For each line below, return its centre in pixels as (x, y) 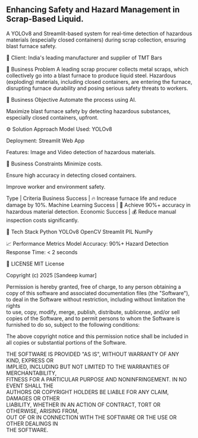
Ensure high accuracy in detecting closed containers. (71, 175)
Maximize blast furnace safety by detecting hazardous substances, (89, 111)
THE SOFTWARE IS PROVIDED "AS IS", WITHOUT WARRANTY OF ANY (93, 354)
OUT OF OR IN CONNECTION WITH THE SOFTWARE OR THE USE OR (92, 417)
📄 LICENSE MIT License (35, 264)
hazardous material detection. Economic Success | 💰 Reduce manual (91, 211)
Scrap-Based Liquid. (45, 19)
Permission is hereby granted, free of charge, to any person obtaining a (94, 287)
